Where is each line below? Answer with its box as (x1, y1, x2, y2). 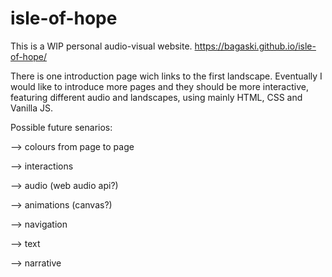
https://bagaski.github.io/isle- (194, 40, 317, 52)
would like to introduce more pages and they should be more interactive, (10, 80, 309, 92)
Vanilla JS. (10, 102, 54, 114)
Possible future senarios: (10, 121, 113, 133)
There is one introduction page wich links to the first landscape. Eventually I (10, 70, 323, 82)
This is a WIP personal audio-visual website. (10, 40, 193, 52)
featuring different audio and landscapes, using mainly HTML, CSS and (10, 91, 303, 103)
